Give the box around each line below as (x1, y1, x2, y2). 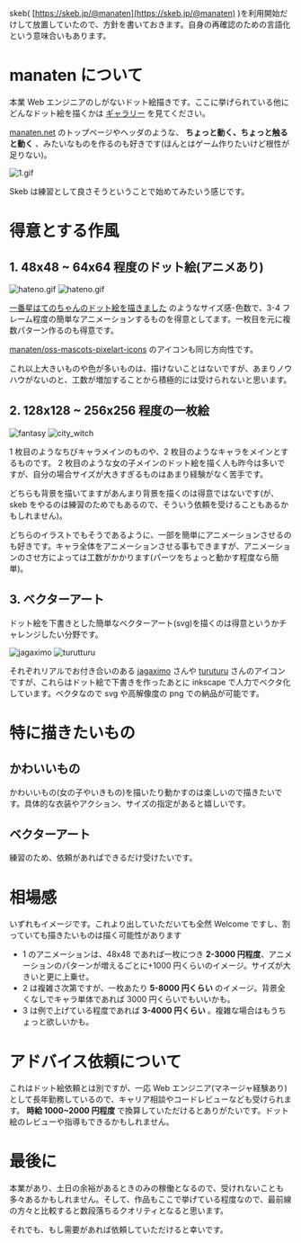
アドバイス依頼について (9, 1051, 182, 1072)
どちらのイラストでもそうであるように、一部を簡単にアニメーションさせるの (9, 529, 292, 540)
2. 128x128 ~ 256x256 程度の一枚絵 (9, 403, 209, 418)
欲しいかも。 (46, 1016, 94, 1027)
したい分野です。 (40, 629, 103, 639)
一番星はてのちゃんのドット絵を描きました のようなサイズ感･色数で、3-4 (9, 302, 281, 313)
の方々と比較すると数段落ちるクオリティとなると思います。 (9, 1205, 229, 1216)
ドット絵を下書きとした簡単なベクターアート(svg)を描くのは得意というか (9, 617, 279, 628)
